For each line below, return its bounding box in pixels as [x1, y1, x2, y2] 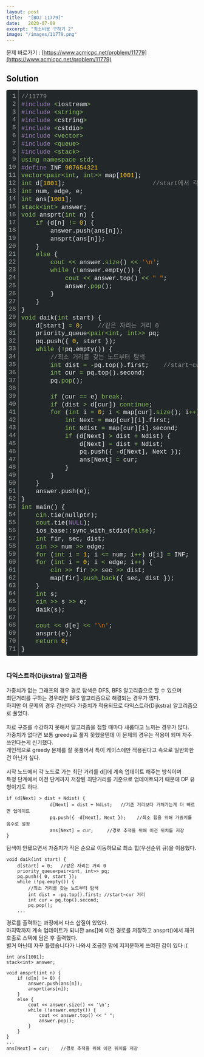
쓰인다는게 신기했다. [6, 739, 53, 746]
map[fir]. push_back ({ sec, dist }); [50, 575, 175, 583]
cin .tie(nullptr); [35, 511, 98, 519]
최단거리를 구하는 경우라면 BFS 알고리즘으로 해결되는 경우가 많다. [6, 694, 161, 702]
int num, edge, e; [21, 188, 84, 195]
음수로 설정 [6, 821, 30, 827]
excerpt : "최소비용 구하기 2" [6, 26, 74, 32]
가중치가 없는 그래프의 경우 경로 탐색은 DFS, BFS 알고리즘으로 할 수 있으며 [6, 686, 182, 694]
